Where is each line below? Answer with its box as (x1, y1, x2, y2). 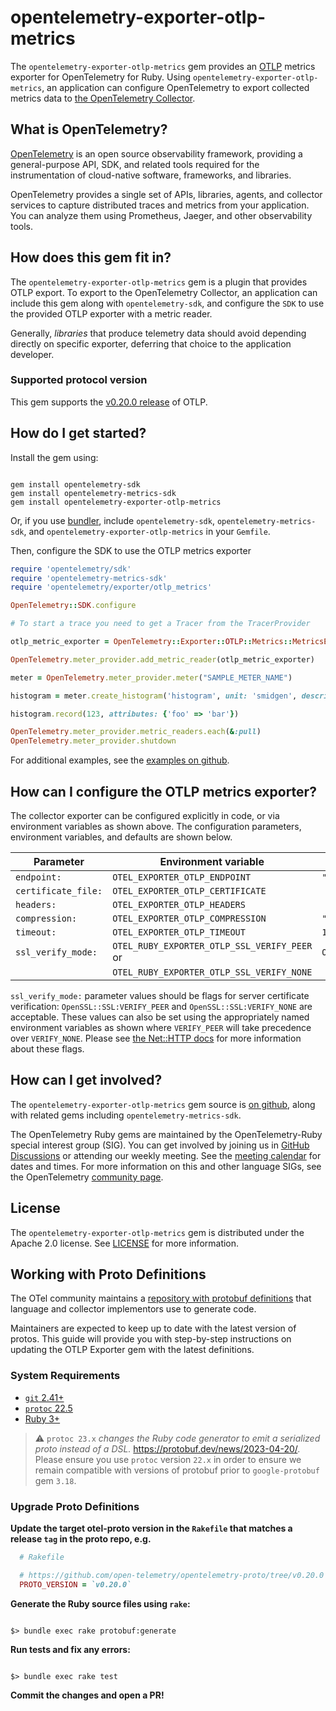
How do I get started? (10, 425, 147, 442)
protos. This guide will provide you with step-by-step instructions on (10, 1333, 292, 1345)
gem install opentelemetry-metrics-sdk (10, 488, 177, 498)
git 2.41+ (24, 1391, 65, 1403)
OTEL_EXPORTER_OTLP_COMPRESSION (112, 912, 267, 924)
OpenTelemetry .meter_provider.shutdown (10, 736, 177, 746)
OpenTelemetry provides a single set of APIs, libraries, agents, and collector (10, 188, 323, 200)
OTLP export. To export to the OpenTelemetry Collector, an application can (10, 286, 318, 298)
